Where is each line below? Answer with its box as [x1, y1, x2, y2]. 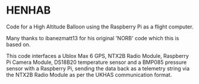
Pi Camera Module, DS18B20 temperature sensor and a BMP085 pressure [6, 59, 187, 66]
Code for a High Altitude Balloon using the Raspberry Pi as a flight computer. [6, 23, 194, 30]
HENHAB [6, 4, 51, 17]
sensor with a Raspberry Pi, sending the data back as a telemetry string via [6, 64, 190, 72]
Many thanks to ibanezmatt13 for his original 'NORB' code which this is [6, 34, 179, 41]
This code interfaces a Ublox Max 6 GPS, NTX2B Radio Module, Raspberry [6, 52, 189, 59]
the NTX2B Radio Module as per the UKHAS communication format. [6, 71, 172, 78]
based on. [6, 41, 31, 48]
